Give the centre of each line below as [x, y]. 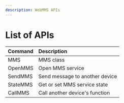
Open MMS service [61, 68]
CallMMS [19, 93]
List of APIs [30, 35]
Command [21, 51]
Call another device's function [74, 93]
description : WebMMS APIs [33, 10]
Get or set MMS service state [73, 84]
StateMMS [20, 84]
